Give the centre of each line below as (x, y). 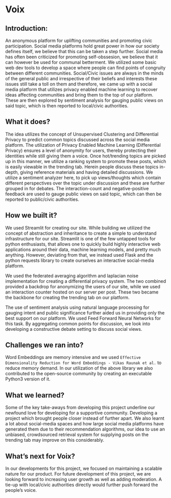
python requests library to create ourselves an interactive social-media (80, 260)
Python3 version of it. (28, 379)
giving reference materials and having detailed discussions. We (87, 172)
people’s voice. (21, 490)
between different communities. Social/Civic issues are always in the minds (84, 73)
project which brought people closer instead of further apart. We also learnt (85, 418)
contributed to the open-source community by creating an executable (79, 374)
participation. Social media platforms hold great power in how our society (82, 46)
